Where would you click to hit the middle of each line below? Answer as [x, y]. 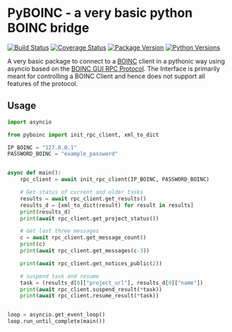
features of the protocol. [43, 83]
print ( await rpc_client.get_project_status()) [90, 219]
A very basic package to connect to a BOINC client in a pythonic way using [116, 61]
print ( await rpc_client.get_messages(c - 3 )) [85, 251]
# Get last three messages [60, 231]
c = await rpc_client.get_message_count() [83, 238]
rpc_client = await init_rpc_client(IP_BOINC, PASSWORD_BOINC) [115, 180]
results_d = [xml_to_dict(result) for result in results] [107, 205]
